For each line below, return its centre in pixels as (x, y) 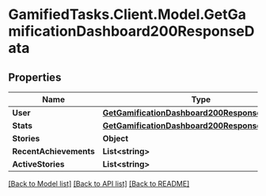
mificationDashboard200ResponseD (131, 31)
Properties (35, 77)
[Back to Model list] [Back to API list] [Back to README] (99, 184)
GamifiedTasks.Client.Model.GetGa (127, 15)
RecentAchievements (53, 151)
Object (116, 138)
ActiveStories (38, 164)
